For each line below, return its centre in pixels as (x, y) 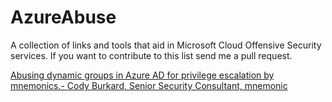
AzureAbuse (63, 17)
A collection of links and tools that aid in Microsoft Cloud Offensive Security (166, 45)
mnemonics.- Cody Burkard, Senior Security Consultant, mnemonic (149, 85)
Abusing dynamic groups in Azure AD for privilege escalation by (142, 75)
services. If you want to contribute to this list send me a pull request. (151, 55)
